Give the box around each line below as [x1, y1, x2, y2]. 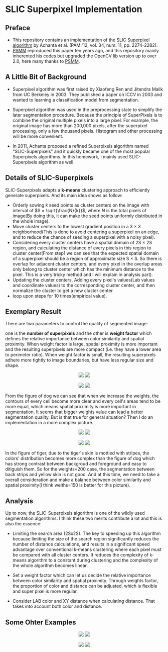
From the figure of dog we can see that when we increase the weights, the [5, 393, 159, 399]
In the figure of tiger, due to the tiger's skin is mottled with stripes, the [5, 450, 149, 456]
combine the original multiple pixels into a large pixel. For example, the [12, 117, 158, 123]
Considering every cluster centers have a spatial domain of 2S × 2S [12, 239, 152, 245]
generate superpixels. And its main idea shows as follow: [5, 192, 123, 198]
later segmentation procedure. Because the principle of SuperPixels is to [12, 112, 163, 118]
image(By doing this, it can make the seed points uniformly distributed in [12, 213, 162, 219]
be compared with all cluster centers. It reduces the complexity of [12, 552, 149, 558]
